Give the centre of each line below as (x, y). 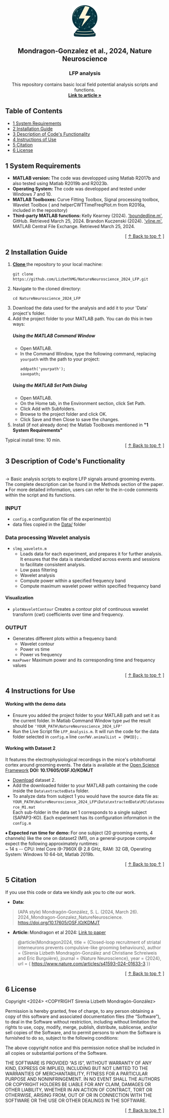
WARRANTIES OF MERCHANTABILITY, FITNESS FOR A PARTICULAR (76, 1074)
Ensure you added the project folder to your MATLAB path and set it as (86, 715)
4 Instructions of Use (34, 139)
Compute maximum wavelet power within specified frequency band (90, 586)
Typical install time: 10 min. (33, 440)
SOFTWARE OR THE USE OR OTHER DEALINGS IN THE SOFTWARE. (76, 1101)
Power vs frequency (41, 654)
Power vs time (35, 649)
